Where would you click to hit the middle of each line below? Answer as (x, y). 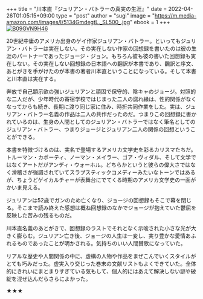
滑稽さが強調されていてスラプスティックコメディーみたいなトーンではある (103, 172)
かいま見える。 (25, 187)
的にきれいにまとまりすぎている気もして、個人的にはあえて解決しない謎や (99, 271)
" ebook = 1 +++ (150, 22)
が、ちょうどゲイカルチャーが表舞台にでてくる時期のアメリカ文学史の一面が (101, 180)
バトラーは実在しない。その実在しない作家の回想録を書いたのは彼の (107, 48)
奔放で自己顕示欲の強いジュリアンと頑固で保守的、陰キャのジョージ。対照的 (101, 92)
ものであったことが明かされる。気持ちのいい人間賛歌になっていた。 (101, 243)
